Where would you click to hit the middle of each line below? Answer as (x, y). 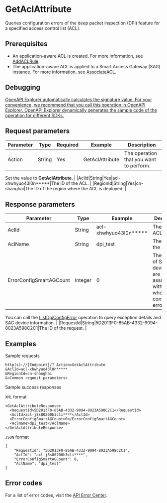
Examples (21, 344)
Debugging (23, 87)
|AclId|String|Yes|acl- (99, 178)
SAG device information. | (32, 323)
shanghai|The (19, 189)
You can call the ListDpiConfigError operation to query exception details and (83, 318)
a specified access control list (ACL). (43, 28)
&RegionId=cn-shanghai (29, 374)
